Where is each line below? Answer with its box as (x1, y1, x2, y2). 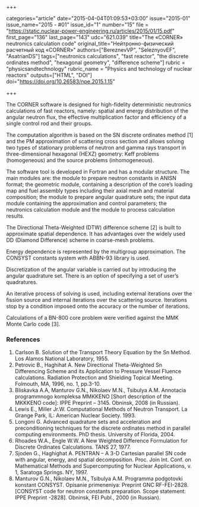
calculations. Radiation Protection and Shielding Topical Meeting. (14, 374, 174, 381)
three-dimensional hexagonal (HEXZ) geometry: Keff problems (6, 150, 159, 158)
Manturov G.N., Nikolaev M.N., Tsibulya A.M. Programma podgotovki (14, 475, 183, 482)
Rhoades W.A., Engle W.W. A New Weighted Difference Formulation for (14, 437, 188, 445)
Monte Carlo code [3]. (6, 320, 61, 327)
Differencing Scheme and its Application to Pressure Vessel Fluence (14, 368, 182, 375)
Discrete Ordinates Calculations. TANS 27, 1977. (14, 443, 131, 451)
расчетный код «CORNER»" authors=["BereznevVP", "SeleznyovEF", (6, 46, 176, 53)
